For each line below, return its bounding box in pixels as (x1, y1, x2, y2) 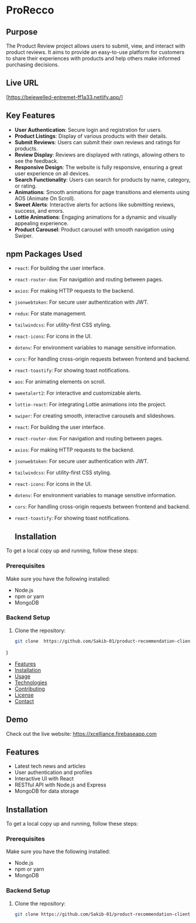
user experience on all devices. (14, 169, 90, 177)
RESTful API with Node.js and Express (14, 781, 106, 789)
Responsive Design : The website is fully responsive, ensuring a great (14, 164, 183, 171)
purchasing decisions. (6, 61, 60, 68)
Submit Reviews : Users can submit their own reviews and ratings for (14, 138, 181, 145)
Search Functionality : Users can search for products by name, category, (14, 176, 191, 183)
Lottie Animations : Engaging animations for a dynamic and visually (14, 213, 177, 220)
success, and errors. (14, 207, 64, 214)
